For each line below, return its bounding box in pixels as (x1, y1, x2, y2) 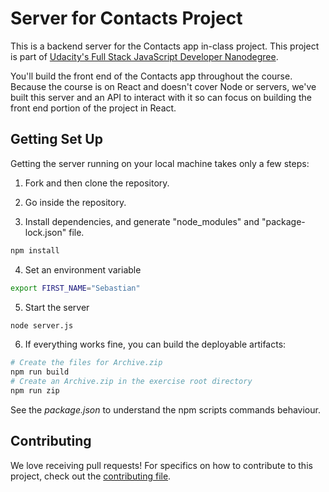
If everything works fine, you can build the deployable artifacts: (24, 338, 287, 351)
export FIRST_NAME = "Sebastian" (10, 283, 141, 293)
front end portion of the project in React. (10, 102, 177, 114)
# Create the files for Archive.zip (10, 358, 163, 368)
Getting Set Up (10, 131, 103, 148)
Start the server (24, 301, 90, 313)
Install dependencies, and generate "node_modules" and (24, 215, 260, 227)
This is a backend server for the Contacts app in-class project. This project (10, 40, 320, 52)
